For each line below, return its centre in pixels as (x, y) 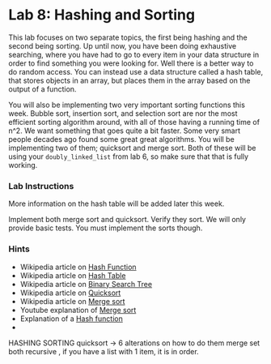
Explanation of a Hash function (71, 319)
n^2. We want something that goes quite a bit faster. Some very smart (125, 131)
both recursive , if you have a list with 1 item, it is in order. (104, 351)
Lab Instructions (41, 186)
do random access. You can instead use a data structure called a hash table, (136, 71)
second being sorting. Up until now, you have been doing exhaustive (123, 45)
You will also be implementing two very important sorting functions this (127, 105)
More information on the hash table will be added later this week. (116, 203)
